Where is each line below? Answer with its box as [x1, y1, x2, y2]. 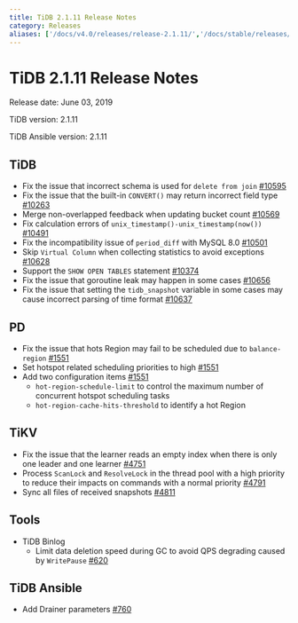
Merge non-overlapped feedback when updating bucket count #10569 [21, 209, 280, 220]
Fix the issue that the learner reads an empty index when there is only [21, 449, 278, 460]
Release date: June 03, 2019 [9, 97, 114, 107]
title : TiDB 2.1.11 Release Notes [9, 12, 137, 22]
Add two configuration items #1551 [21, 371, 149, 382]
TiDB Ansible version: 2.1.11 [9, 131, 108, 142]
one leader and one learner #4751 [21, 458, 146, 469]
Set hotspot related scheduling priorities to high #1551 [21, 361, 219, 373]
